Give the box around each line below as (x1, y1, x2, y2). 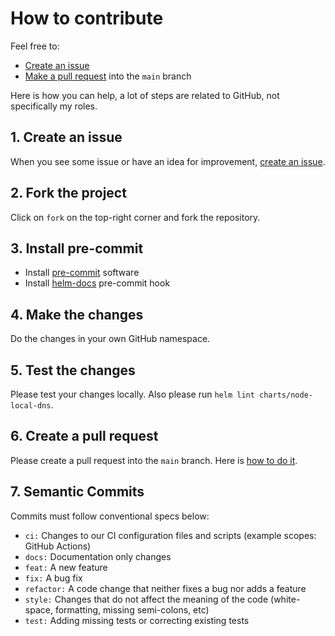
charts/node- (259, 390, 313, 400)
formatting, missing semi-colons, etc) (54, 603, 210, 616)
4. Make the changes (10, 306, 144, 323)
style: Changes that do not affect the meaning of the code (24, 593, 269, 605)
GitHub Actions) (24, 540, 92, 552)
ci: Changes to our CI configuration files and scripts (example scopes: (24, 529, 317, 541)
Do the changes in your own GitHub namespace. (10, 333, 211, 345)
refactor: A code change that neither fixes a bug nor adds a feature (24, 582, 307, 594)
